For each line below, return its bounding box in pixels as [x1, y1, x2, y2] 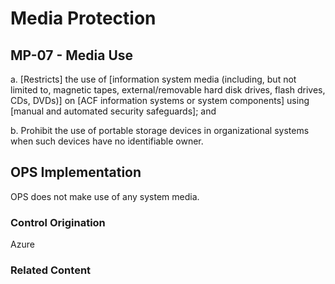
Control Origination [10, 215, 106, 229]
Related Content [10, 263, 92, 277]
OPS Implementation [10, 164, 142, 181]
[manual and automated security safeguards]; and [10, 105, 217, 117]
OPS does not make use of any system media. [10, 190, 200, 202]
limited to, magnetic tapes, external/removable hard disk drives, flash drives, [10, 84, 326, 96]
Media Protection [10, 7, 157, 30]
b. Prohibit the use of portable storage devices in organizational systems [10, 125, 310, 136]
